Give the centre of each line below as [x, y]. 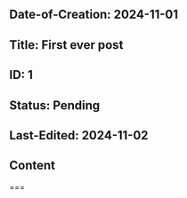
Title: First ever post [66, 45]
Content [33, 166]
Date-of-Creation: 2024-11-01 [94, 15]
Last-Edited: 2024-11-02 [79, 135]
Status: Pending [55, 105]
